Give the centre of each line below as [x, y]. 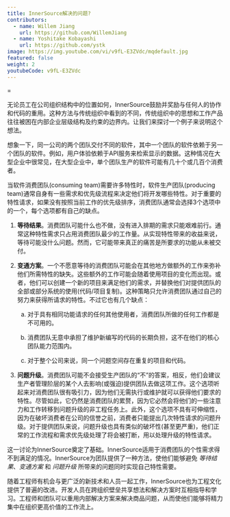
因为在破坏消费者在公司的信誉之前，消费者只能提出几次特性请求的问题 [116, 418]
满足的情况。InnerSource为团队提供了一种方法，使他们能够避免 [108, 458]
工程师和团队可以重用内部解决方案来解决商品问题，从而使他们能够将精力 [121, 498]
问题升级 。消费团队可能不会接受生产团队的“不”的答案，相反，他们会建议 [119, 375]
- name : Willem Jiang [44, 26]
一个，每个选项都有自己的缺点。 [58, 210]
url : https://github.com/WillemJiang [73, 33]
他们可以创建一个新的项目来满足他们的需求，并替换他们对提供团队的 [125, 282]
